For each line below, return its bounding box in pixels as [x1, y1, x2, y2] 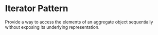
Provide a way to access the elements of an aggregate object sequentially [5, 19, 153, 25]
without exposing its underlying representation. [5, 24, 100, 30]
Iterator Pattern [5, 3, 69, 14]
